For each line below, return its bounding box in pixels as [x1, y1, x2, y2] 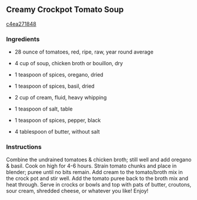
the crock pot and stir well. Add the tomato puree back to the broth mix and [6, 175, 189, 182]
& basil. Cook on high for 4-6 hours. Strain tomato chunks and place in [6, 162, 177, 169]
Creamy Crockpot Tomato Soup [6, 5, 124, 15]
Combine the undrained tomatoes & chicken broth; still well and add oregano [6, 156, 192, 164]
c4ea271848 [6, 20, 36, 27]
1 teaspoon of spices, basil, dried [14, 82, 95, 90]
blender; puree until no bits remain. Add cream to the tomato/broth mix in [6, 169, 183, 176]
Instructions [6, 143, 42, 151]
